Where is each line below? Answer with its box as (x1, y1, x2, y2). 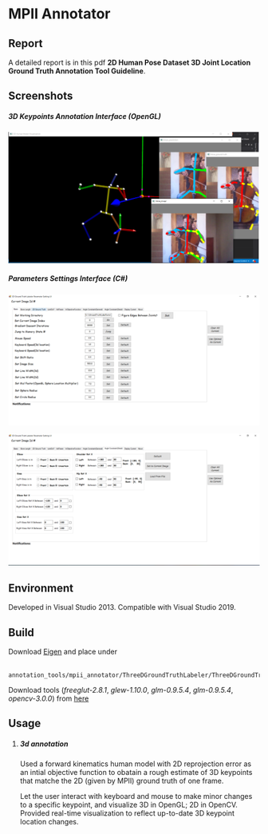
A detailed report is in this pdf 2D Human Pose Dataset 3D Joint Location (8, 57, 251, 67)
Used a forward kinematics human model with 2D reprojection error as (19, 759, 252, 769)
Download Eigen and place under (8, 646, 118, 656)
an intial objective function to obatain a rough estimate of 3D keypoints (19, 768, 253, 777)
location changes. (19, 817, 79, 827)
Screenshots (8, 89, 73, 103)
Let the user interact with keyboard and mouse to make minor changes (19, 792, 253, 801)
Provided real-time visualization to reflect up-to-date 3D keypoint (19, 808, 235, 818)
